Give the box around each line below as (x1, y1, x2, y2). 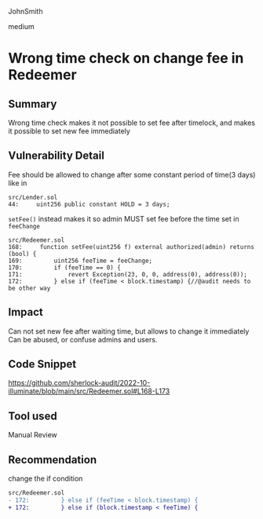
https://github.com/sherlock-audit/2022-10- (8, 378, 151, 388)
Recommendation (8, 453, 97, 466)
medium (8, 22, 35, 31)
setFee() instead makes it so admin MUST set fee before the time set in (8, 214, 239, 223)
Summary (8, 97, 57, 111)
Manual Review (8, 430, 57, 440)
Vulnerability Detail (8, 149, 104, 163)
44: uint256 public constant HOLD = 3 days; (8, 200, 170, 208)
